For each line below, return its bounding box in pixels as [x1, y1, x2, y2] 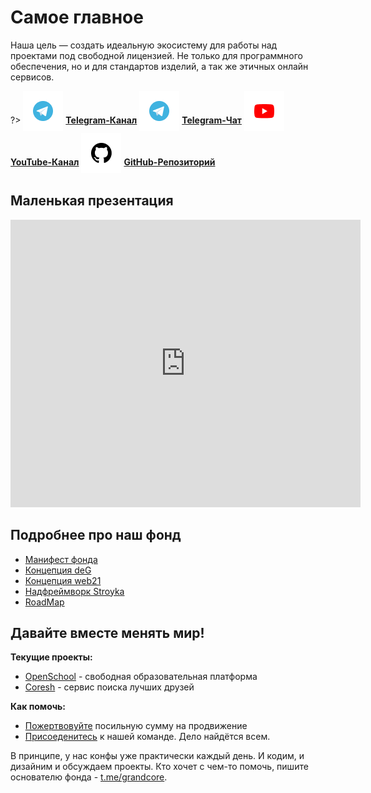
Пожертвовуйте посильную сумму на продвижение [24, 720, 248, 732]
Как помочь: [10, 701, 66, 713]
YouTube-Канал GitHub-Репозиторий [10, 156, 216, 168]
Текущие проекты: [10, 651, 93, 663]
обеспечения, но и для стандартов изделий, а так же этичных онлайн [10, 60, 309, 72]
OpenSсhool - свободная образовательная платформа [24, 671, 258, 683]
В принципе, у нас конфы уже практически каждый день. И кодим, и [10, 750, 305, 762]
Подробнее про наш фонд [10, 527, 182, 544]
